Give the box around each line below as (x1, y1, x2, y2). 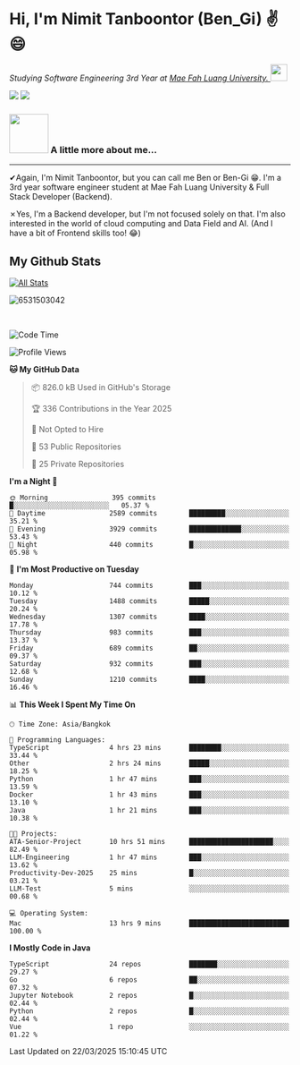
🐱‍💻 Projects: (9, 830, 58, 839)
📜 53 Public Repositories (30, 441, 122, 452)
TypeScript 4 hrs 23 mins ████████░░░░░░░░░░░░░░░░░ (9, 744, 290, 753)
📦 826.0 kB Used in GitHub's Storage (30, 382, 171, 393)
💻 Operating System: (9, 909, 89, 918)
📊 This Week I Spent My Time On (9, 699, 136, 710)
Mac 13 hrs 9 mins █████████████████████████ (9, 919, 290, 928)
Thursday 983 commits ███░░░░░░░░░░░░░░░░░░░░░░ (9, 628, 290, 637)
